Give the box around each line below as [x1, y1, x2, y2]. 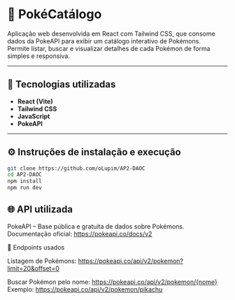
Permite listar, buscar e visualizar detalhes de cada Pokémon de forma [7, 44, 211, 52]
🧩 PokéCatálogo [7, 6, 102, 22]
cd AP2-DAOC [7, 171, 42, 178]
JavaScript [17, 112, 50, 120]
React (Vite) [17, 97, 54, 106]
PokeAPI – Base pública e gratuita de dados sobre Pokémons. [7, 222, 185, 230]
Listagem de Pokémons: [7, 257, 77, 265]
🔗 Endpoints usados [7, 243, 65, 251]
